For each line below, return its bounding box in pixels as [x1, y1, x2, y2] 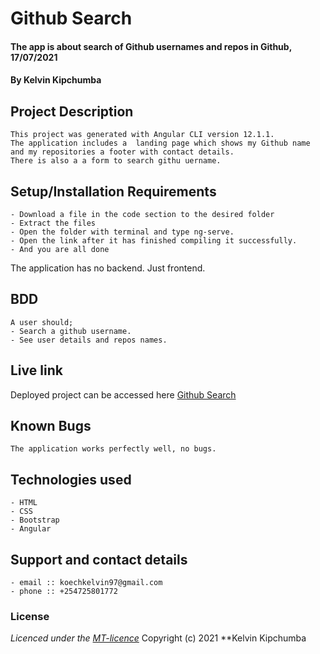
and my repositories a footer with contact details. [10, 147, 235, 157]
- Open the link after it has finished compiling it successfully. [10, 236, 298, 246]
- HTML [10, 498, 38, 508]
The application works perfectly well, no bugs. [10, 444, 217, 454]
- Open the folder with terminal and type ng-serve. [10, 227, 235, 237]
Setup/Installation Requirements [10, 183, 217, 200]
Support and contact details [10, 551, 188, 568]
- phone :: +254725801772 [10, 587, 118, 597]
